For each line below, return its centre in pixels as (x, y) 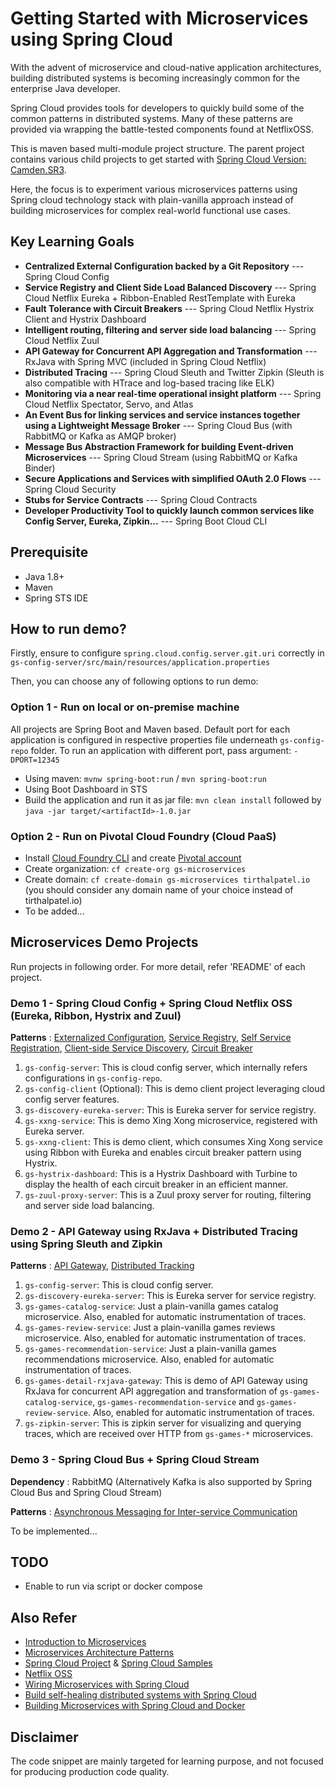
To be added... (54, 911)
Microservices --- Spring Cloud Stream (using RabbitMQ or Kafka (161, 457)
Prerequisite (49, 552)
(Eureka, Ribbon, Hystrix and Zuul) (96, 1015)
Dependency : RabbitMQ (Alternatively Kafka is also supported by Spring (161, 1481)
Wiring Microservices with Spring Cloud (107, 1684)
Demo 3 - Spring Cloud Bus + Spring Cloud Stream (135, 1460)
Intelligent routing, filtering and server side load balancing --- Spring (170, 329)
